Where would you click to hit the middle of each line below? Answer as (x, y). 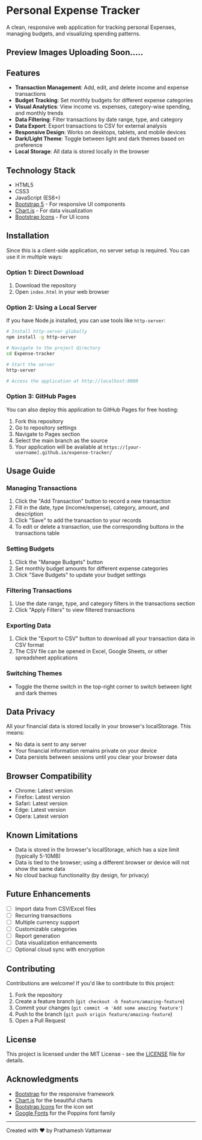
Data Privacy (31, 712)
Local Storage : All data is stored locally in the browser (82, 152)
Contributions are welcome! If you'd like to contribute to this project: (91, 983)
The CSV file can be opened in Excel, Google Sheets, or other (91, 652)
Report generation (37, 936)
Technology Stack (41, 170)
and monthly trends (39, 113)
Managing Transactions (41, 488)
